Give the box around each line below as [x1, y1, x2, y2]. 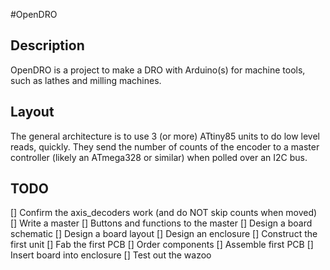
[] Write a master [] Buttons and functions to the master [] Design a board [10, 217, 313, 229]
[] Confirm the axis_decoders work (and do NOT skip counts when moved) [10, 207, 318, 219]
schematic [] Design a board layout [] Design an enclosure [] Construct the [10, 228, 318, 240]
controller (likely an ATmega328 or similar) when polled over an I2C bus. [10, 151, 308, 163]
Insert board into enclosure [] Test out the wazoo [10, 249, 212, 261]
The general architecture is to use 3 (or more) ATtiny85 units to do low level [10, 130, 320, 142]
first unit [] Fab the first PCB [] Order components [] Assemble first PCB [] [10, 239, 314, 251]
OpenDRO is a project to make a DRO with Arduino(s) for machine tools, [10, 64, 306, 76]
